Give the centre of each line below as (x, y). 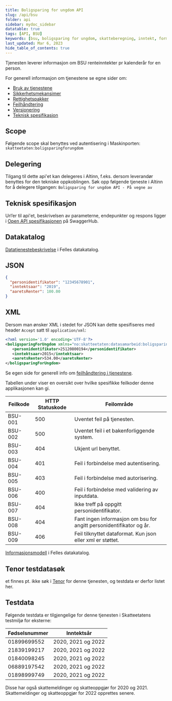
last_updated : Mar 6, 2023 (34, 43)
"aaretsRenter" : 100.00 (35, 292)
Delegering (24, 164)
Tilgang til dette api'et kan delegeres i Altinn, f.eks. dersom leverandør (79, 177)
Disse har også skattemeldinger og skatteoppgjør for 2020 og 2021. (77, 687)
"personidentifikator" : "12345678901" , (52, 282)
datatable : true (23, 29)
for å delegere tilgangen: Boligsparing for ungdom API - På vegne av (79, 187)
